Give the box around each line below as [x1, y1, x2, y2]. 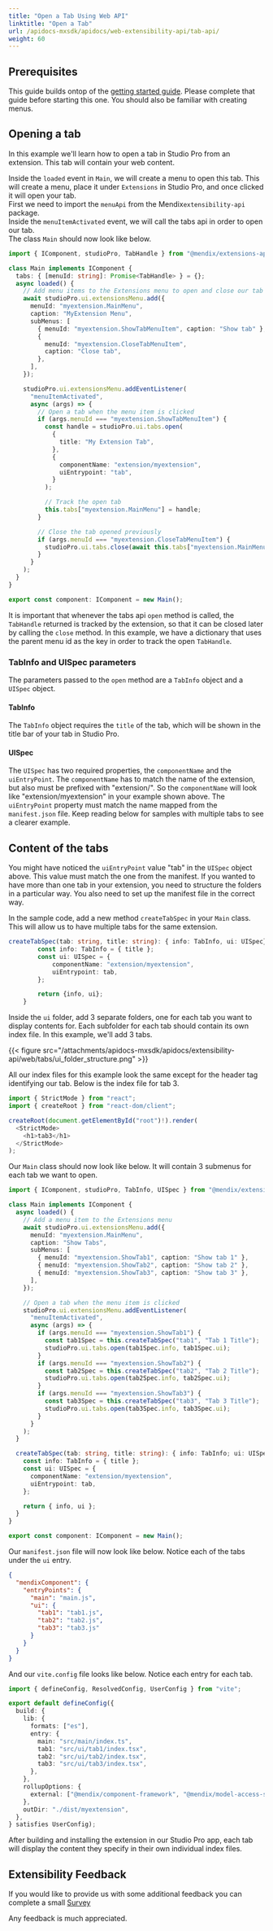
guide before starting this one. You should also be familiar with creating [8, 95, 248, 105]
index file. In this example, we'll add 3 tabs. [8, 1030, 153, 1040]
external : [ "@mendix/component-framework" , [29, 1790, 180, 1798]
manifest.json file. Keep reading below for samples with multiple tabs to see [8, 809, 264, 819]
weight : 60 [8, 34, 45, 43]
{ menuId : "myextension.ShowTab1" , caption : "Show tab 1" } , [37, 1254, 249, 1262]
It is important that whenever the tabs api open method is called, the [8, 610, 234, 620]
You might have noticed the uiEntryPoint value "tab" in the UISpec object [8, 863, 253, 873]
